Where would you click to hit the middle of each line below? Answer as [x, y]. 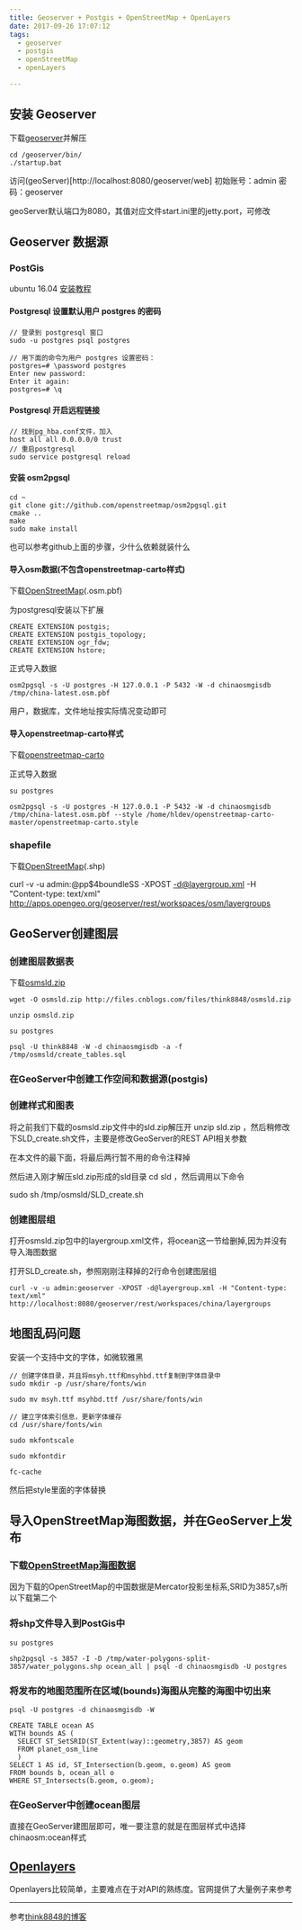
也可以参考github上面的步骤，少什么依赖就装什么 [100, 546]
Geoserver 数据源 [59, 242]
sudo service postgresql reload [70, 457]
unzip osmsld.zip [42, 1016]
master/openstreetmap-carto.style [74, 823]
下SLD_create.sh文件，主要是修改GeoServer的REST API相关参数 [128, 1138]
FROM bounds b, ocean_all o [62, 1773]
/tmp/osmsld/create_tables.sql [68, 1055]
